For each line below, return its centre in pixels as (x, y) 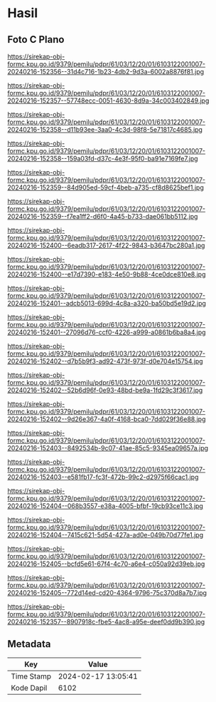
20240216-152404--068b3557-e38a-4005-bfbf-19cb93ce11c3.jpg (106, 506)
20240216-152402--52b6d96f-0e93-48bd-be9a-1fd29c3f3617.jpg (105, 390)
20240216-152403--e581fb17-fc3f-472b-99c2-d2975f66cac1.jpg (103, 477)
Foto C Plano (36, 40)
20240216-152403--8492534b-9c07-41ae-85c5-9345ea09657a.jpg (108, 448)
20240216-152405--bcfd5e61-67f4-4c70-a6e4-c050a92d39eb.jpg (106, 564)
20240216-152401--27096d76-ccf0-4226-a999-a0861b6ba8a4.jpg (107, 332)
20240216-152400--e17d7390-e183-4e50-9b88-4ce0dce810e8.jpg (107, 274)
